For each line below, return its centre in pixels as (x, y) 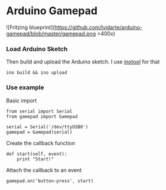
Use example (25, 88)
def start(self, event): (37, 154)
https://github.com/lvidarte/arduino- (99, 27)
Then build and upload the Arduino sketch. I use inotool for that (83, 62)
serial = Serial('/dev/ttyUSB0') (47, 127)
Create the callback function (41, 143)
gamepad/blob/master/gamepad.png (51, 33)
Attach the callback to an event (44, 170)
